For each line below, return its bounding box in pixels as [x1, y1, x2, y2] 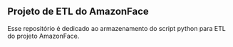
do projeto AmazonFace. [7, 32, 80, 40]
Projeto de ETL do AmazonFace [7, 6, 150, 18]
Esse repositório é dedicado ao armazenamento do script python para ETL [7, 24, 226, 32]
